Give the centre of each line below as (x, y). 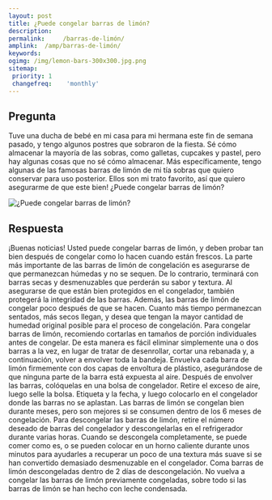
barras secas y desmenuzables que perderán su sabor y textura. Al (121, 282)
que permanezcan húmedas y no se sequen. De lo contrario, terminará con (134, 274)
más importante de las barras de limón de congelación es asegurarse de (129, 265)
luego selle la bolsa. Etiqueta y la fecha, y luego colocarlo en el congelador (133, 394)
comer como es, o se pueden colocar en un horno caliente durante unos (129, 446)
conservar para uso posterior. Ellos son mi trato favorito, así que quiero (127, 179)
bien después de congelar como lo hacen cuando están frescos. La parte (131, 256)
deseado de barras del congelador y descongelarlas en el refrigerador (126, 429)
